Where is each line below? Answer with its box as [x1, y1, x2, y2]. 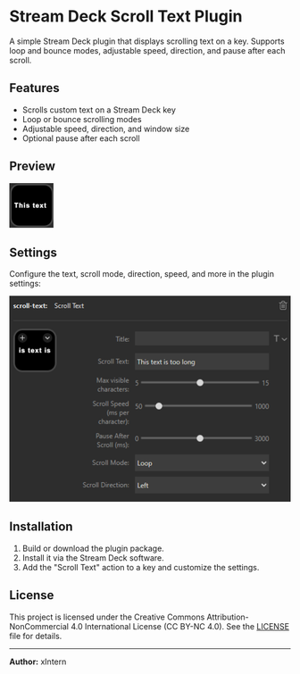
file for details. [9, 630, 62, 641]
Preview [9, 159, 56, 174]
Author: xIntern [9, 656, 67, 667]
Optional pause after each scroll [21, 132, 140, 144]
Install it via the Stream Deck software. [21, 552, 165, 563]
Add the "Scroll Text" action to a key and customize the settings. [21, 562, 260, 572]
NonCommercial [9, 620, 70, 631]
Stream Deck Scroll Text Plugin [9, 6, 243, 27]
